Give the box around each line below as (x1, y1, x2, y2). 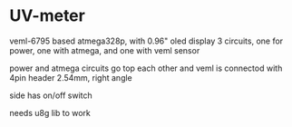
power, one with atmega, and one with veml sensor (9, 44, 200, 55)
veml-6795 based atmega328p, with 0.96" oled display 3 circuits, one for (9, 35, 284, 46)
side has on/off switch (9, 90, 92, 101)
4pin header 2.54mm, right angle (9, 72, 133, 83)
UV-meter (9, 5, 86, 26)
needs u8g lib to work (9, 107, 91, 118)
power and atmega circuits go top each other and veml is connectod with (9, 63, 283, 73)
